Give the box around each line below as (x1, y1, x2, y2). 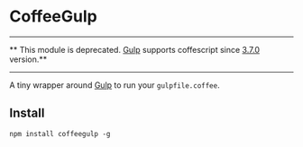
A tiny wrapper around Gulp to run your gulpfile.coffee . (9, 79, 220, 91)
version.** (9, 54, 48, 65)
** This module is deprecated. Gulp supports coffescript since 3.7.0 (9, 44, 260, 55)
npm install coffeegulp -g (9, 129, 111, 138)
